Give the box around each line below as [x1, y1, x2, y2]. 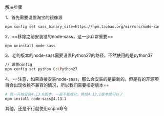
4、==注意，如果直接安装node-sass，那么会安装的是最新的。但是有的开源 [5, 76, 155, 82]
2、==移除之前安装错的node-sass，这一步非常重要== [5, 33, 113, 39]
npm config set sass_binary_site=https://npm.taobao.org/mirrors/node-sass [5, 24, 163, 29]
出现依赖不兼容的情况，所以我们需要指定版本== [13, 82, 109, 88]
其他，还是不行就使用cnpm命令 [5, 106, 68, 112]
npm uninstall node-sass [5, 43, 56, 48]
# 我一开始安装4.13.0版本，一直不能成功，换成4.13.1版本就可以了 [5, 92, 123, 97]
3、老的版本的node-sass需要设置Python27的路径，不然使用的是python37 [5, 52, 153, 58]
